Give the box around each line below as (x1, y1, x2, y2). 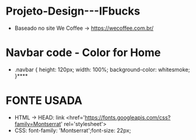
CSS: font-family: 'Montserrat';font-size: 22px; (14, 127, 131, 134)
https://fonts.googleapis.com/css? (84, 114, 171, 121)
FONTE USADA (5, 94, 83, 108)
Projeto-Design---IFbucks (5, 4, 141, 18)
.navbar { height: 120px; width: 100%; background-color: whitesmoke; (14, 66, 190, 73)
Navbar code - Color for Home (5, 46, 161, 60)
